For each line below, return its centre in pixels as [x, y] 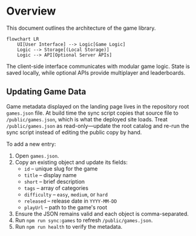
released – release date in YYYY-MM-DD [70, 201]
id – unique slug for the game [61, 169]
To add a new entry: [31, 144]
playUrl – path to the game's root [66, 207]
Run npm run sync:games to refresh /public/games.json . [84, 220]
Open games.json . [37, 155]
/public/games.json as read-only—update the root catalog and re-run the [98, 126]
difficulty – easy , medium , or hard [66, 194]
